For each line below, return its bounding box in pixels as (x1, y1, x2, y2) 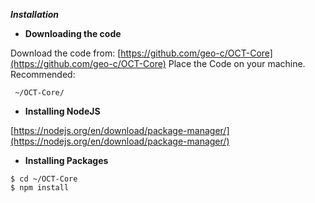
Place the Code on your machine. (168, 58, 306, 69)
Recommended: (10, 69, 76, 80)
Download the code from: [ (10, 47, 122, 59)
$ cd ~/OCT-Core (10, 174, 78, 184)
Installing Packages (24, 155, 109, 166)
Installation (10, 9, 59, 20)
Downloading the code (24, 28, 122, 39)
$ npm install (10, 183, 70, 193)
